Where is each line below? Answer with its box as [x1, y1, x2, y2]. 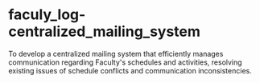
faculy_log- [8, 6, 86, 24]
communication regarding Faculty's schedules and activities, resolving [8, 57, 243, 67]
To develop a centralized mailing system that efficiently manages [8, 49, 224, 58]
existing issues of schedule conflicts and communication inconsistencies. [8, 65, 252, 75]
